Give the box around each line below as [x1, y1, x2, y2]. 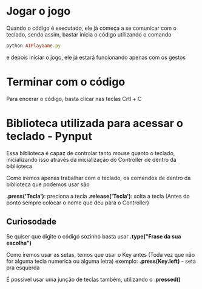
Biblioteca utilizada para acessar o [6, 116, 184, 130]
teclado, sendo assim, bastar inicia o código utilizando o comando [6, 30, 172, 38]
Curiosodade [6, 217, 56, 227]
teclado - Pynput [6, 129, 92, 143]
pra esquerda [6, 263, 40, 271]
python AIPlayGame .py [6, 43, 61, 49]
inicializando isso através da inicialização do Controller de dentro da [6, 156, 177, 163]
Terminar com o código [6, 75, 126, 89]
